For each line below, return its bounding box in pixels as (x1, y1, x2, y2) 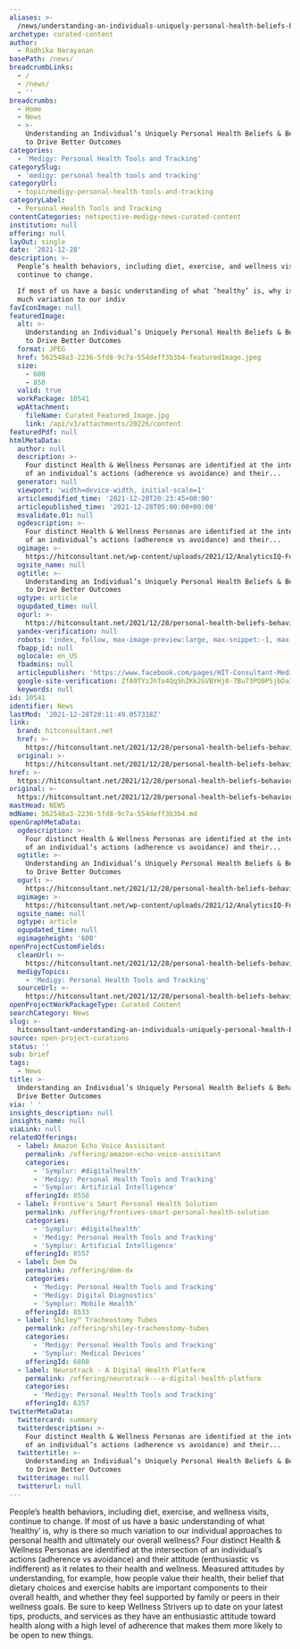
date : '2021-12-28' (9, 246, 82, 254)
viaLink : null (9, 1125, 62, 1134)
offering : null (9, 229, 66, 237)
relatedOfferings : (9, 1133, 78, 1143)
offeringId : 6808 (25, 1357, 90, 1366)
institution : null (9, 221, 78, 229)
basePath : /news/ (9, 54, 74, 63)
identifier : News (9, 702, 74, 711)
